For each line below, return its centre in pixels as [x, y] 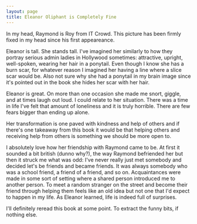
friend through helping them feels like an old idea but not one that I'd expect [98, 191]
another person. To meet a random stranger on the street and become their [97, 184]
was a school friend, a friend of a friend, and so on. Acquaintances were [94, 172]
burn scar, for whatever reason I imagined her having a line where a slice [94, 70]
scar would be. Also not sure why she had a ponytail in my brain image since [98, 76]
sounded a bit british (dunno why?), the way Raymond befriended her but [95, 153]
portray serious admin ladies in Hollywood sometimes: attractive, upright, [94, 57]
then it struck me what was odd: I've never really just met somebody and [94, 160]
